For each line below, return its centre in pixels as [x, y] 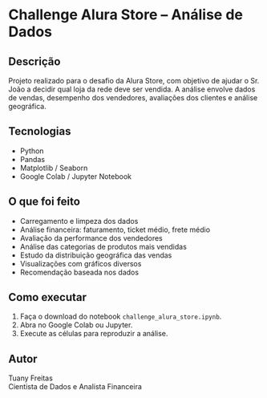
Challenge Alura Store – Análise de [125, 15]
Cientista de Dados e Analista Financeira [75, 387]
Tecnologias [40, 131]
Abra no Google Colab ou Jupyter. [76, 325]
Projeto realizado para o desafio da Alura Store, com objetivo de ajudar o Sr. [134, 81]
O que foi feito [44, 202]
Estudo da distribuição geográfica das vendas [96, 255]
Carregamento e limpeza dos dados [79, 221]
